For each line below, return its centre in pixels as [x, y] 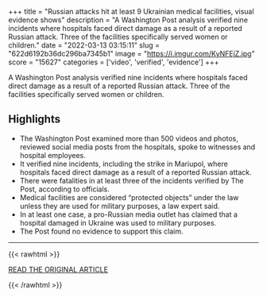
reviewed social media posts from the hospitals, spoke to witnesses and [137, 147]
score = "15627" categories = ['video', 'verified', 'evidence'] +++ [114, 62]
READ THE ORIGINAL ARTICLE [58, 269]
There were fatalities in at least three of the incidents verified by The [132, 180]
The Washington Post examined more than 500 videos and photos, [129, 138]
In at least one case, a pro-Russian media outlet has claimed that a [129, 214]
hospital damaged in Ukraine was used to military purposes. [118, 222]
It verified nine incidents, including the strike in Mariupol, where [124, 164]
